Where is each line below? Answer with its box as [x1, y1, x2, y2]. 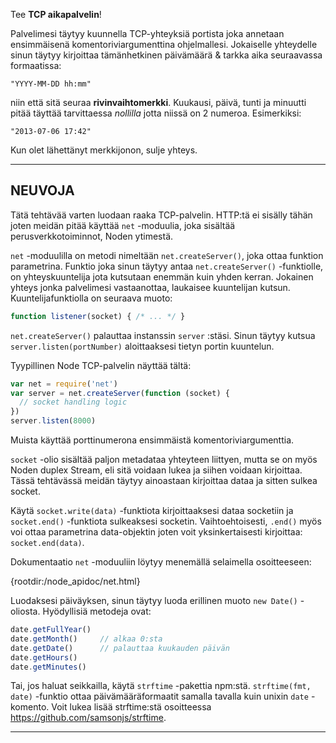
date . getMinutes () [10, 662, 87, 672]
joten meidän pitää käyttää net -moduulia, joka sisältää [10, 219, 236, 231]
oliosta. [10, 605, 41, 618]
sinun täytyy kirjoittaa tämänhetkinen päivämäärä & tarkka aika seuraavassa [10, 49, 323, 61]
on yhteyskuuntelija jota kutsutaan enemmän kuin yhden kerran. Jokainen [10, 270, 314, 283]
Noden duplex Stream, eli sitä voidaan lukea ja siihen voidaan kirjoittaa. [10, 464, 303, 476]
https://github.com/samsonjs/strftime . [10, 712, 167, 724]
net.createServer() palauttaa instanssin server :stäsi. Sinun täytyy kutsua [10, 329, 316, 341]
